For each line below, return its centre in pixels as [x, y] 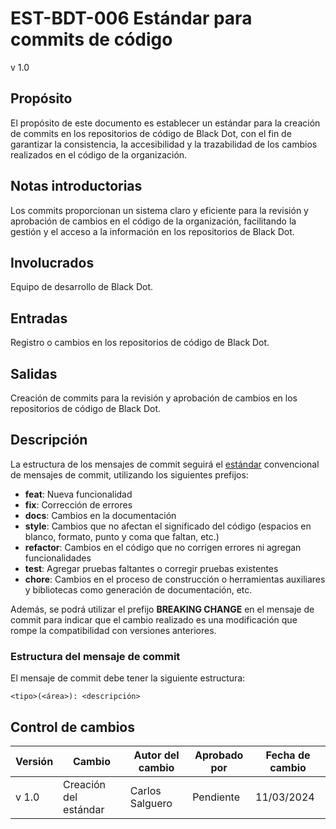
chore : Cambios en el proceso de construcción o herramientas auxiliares [175, 579]
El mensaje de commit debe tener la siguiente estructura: [128, 678]
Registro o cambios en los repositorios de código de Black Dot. [140, 343]
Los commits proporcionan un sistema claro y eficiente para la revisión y [159, 210]
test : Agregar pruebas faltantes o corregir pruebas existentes [151, 568]
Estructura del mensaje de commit [95, 656]
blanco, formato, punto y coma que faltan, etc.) [122, 536]
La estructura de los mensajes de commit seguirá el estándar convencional [165, 464]
